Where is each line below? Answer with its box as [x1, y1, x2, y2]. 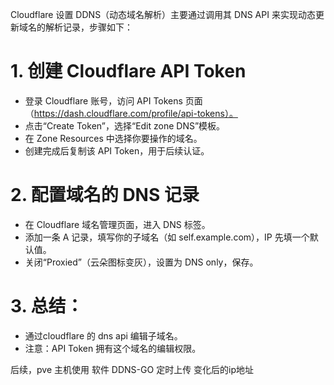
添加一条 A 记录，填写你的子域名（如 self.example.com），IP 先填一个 [24, 231, 310, 243]
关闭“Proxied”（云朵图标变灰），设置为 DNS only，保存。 [24, 256, 259, 268]
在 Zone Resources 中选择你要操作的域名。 [24, 132, 203, 144]
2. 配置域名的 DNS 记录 [10, 184, 200, 207]
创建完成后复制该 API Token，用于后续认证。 [24, 144, 210, 157]
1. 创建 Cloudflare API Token [10, 60, 247, 83]
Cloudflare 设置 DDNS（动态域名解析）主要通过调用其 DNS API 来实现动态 [10, 9, 316, 20]
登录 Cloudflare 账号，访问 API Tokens [24, 94, 183, 107]
